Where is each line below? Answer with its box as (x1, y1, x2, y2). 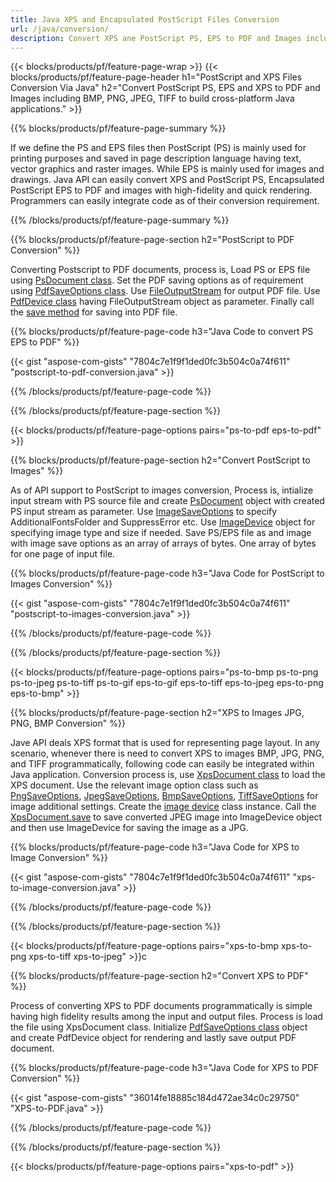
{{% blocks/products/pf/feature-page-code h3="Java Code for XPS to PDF (10, 1062, 320, 1074)
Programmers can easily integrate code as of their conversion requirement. (10, 195, 320, 207)
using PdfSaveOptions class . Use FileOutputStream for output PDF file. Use (10, 285, 321, 297)
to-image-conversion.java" (10, 882, 122, 894)
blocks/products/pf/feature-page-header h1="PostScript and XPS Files (10, 71, 303, 83)
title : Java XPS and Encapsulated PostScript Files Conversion (10, 14, 280, 25)
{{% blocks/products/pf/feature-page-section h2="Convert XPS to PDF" (10, 970, 309, 982)
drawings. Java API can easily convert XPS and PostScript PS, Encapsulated (10, 174, 325, 186)
